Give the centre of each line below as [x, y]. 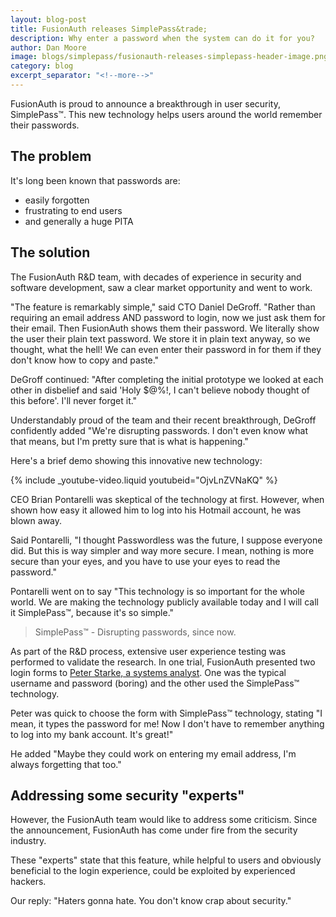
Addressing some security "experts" [127, 795]
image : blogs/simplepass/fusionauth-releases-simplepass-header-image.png [169, 57]
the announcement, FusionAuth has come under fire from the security [154, 830]
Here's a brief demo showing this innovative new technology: [136, 460]
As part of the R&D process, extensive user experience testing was [148, 651]
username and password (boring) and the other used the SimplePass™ [155, 683]
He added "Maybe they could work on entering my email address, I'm [153, 753]
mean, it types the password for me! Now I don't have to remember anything [167, 723]
